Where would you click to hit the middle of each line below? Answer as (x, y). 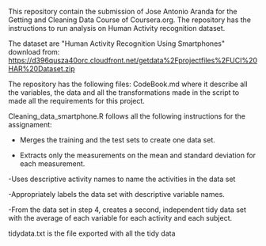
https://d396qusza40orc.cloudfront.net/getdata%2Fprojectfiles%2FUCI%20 (133, 60)
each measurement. (52, 164)
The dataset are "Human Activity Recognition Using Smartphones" (117, 44)
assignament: (30, 125)
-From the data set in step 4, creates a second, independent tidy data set (127, 210)
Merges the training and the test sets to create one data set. (117, 140)
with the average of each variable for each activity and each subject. (120, 218)
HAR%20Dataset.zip (42, 69)
